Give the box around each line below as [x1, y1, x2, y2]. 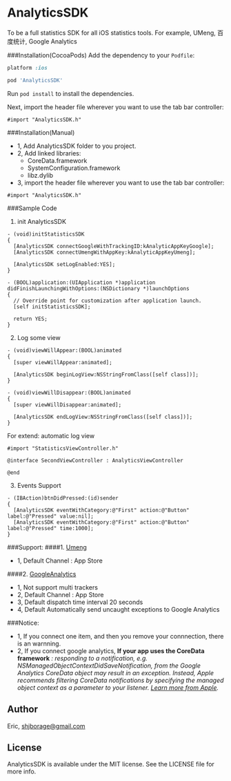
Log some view [17, 333, 61, 341]
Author [7, 704, 38, 715]
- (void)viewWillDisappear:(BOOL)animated [7, 389, 131, 396]
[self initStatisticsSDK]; [13, 303, 91, 310]
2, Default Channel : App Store [17, 590, 104, 599]
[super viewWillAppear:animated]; [13, 359, 112, 366]
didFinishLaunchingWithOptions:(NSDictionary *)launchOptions [7, 285, 190, 292]
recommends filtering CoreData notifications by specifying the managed [17, 676, 224, 684]
